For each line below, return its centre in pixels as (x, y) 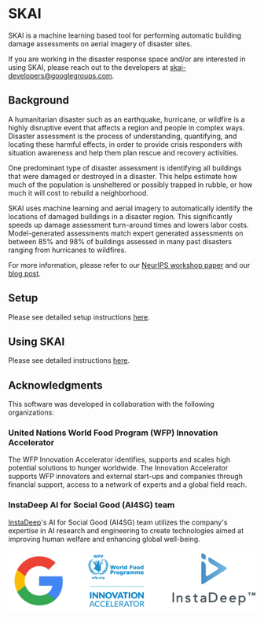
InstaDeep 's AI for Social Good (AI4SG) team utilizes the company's (118, 522)
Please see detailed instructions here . (69, 360)
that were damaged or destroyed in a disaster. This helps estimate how (123, 176)
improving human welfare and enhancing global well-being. (104, 539)
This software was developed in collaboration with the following (111, 404)
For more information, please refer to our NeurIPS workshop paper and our (129, 265)
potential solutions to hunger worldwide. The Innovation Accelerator (118, 468)
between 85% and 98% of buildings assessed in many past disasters (120, 241)
